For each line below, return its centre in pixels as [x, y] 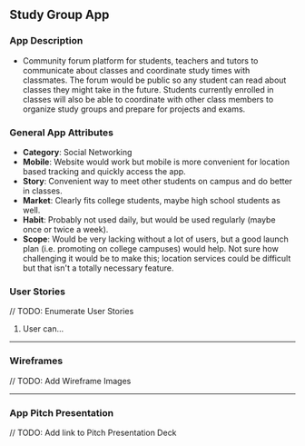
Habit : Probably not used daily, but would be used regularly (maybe [149, 219]
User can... [43, 329]
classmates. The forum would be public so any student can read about [154, 80]
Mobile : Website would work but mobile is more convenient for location [156, 162]
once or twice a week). [65, 229]
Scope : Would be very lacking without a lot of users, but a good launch [155, 239]
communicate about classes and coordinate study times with [136, 70]
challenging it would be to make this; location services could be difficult [157, 258]
